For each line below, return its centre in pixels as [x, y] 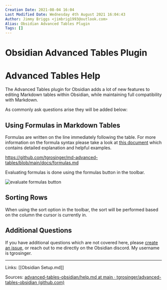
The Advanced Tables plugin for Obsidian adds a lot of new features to [78, 90]
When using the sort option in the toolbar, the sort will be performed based [82, 209]
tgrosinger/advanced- [139, 277]
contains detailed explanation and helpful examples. [58, 148]
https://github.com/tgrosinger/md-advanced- [51, 158]
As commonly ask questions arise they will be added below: [66, 109]
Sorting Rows [27, 198]
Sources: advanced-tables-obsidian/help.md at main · [60, 277]
